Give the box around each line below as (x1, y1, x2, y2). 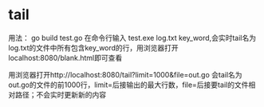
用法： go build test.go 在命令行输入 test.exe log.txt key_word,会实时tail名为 (8, 33, 257, 42)
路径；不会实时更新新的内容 (14, 89, 106, 99)
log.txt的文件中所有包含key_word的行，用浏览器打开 (8, 42, 179, 53)
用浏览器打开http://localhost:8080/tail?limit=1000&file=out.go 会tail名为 (8, 69, 242, 79)
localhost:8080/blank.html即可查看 (8, 53, 123, 62)
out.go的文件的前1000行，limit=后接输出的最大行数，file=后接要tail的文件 (8, 80, 249, 89)
